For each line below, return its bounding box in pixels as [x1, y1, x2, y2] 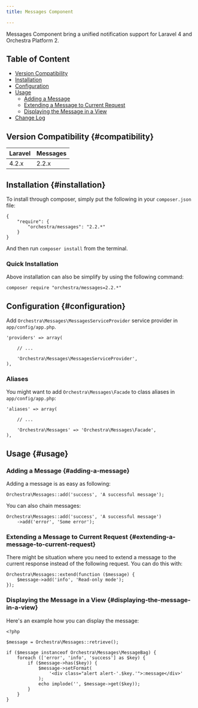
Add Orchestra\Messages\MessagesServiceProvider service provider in [6, 317, 178, 324]
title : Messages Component [6, 8, 74, 15]
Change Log [14, 114, 46, 121]
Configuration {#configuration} [6, 301, 126, 311]
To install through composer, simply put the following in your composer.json [6, 195, 191, 203]
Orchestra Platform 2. [6, 36, 60, 44]
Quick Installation [6, 259, 59, 268]
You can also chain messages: [6, 502, 81, 510]
